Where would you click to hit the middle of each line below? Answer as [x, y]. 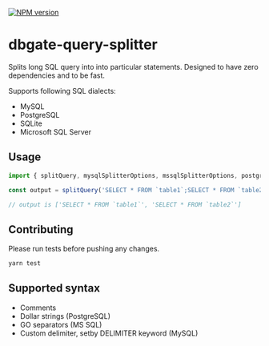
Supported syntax [54, 288]
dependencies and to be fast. [57, 75]
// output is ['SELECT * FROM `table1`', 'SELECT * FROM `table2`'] [125, 204]
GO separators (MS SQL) [61, 324]
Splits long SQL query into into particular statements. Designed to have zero [133, 66]
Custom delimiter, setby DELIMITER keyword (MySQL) [109, 333]
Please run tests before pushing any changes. [84, 249]
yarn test [25, 264]
